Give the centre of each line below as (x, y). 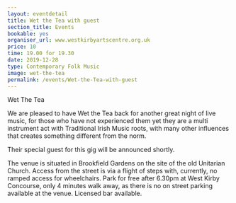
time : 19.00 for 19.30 (41, 54)
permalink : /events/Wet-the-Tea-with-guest (73, 80)
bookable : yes (28, 34)
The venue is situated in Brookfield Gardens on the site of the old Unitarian (116, 163)
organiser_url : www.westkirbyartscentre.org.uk (79, 40)
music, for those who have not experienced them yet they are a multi (108, 121)
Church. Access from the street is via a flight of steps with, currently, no (112, 171)
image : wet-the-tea (36, 73)
